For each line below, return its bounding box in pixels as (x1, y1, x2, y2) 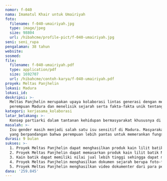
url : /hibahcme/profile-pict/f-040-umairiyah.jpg (9, 35, 114, 40)
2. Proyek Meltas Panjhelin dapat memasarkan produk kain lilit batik (9, 150, 159, 155)
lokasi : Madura (5, 85, 37, 91)
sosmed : (5, 53, 21, 59)
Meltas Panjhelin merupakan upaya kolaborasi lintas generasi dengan (9, 100, 157, 105)
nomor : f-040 (5, 7, 32, 12)
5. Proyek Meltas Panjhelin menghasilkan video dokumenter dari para (9, 164, 157, 169)
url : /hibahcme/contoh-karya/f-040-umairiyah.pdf (9, 76, 114, 81)
